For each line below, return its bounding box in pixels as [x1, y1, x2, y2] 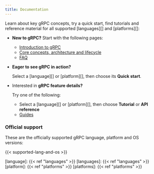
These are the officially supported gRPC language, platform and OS [5, 134, 139, 140]
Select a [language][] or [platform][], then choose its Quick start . [12, 73, 141, 79]
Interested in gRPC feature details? [12, 83, 83, 88]
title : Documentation [5, 7, 49, 12]
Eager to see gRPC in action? [12, 64, 71, 70]
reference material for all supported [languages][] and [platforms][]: [5, 25, 140, 31]
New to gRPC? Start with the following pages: [12, 35, 103, 41]
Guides [19, 112, 34, 117]
